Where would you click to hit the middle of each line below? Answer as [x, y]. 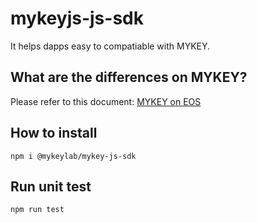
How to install [54, 133]
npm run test [37, 210]
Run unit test [51, 186]
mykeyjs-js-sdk [77, 18]
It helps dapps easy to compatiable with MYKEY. [110, 46]
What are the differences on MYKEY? [129, 77]
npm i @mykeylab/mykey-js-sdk [73, 156]
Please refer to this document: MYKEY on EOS [106, 101]
